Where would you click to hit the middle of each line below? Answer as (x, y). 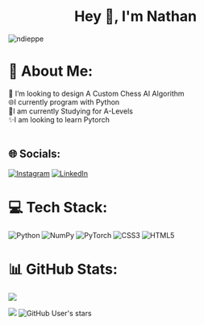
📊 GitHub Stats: (63, 269)
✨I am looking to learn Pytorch (59, 119)
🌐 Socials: (35, 154)
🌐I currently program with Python (64, 102)
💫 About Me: (51, 71)
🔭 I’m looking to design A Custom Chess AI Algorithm (96, 93)
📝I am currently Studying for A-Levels (71, 111)
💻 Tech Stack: (58, 207)
